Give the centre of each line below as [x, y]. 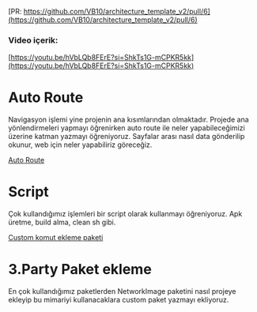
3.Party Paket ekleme [80, 270]
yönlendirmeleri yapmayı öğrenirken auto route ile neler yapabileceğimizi [127, 128]
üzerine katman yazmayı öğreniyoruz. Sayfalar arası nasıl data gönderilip [127, 137]
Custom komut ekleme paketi [56, 238]
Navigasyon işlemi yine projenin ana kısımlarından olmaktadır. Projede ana [128, 120]
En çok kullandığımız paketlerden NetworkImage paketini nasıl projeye [122, 291]
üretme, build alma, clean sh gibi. [62, 222]
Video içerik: [33, 40]
